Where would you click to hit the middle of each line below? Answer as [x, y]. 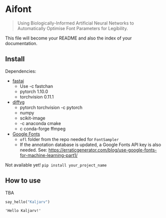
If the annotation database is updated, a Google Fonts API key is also [90, 144]
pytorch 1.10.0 [34, 91]
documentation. [21, 43]
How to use [23, 181]
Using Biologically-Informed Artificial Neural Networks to [76, 23]
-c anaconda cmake [40, 123]
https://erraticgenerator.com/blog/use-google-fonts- [102, 150]
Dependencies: [21, 71]
